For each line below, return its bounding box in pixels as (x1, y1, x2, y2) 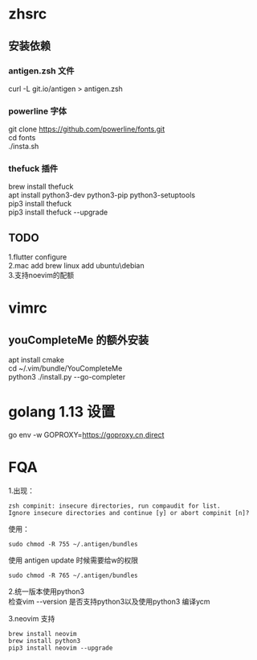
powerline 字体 (8, 106, 67, 117)
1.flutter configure (8, 252, 67, 262)
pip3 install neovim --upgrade (8, 644, 113, 653)
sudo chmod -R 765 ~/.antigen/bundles (8, 571, 138, 580)
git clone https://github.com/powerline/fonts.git (8, 124, 165, 134)
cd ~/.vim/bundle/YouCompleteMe (8, 363, 123, 373)
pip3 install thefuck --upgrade (8, 207, 108, 218)
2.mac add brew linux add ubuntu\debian (8, 261, 145, 271)
